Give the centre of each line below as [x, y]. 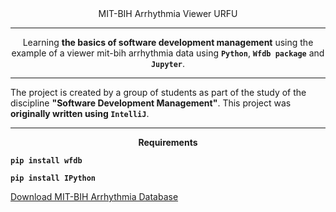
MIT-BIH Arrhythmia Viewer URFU [168, 13]
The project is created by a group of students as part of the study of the [158, 92]
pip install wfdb [46, 161]
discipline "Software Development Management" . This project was [151, 103]
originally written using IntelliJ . [80, 113]
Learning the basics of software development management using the [168, 42]
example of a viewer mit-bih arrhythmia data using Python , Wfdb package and [168, 53]
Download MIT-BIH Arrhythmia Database [94, 196]
